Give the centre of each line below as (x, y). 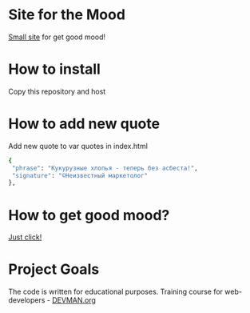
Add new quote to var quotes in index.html (78, 146)
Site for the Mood (67, 15)
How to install (55, 69)
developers (27, 300)
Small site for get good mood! (57, 37)
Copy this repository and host (57, 91)
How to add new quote (84, 124)
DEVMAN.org (73, 300)
